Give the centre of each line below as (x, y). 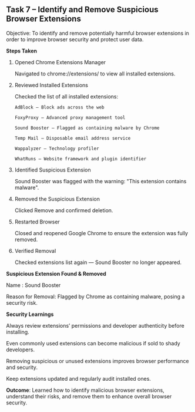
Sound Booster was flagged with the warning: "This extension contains (100, 181)
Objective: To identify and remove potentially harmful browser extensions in (98, 33)
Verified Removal (35, 251)
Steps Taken (21, 51)
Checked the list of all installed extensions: (66, 96)
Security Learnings (30, 314)
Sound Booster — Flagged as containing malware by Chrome (87, 128)
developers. (21, 350)
